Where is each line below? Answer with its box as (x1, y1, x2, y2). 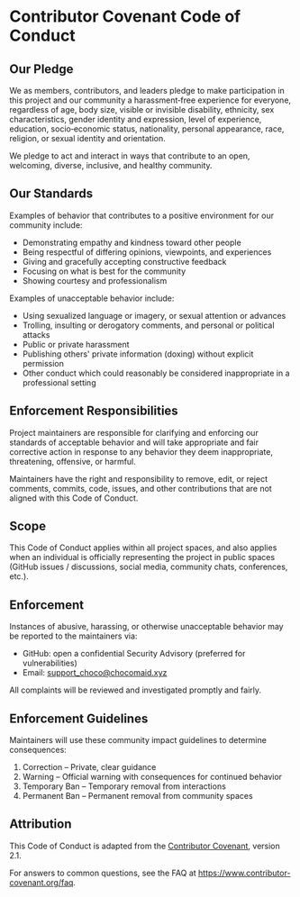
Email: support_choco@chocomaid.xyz (22, 667, 168, 678)
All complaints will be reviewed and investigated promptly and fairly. (9, 684, 262, 695)
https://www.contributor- (197, 867, 291, 878)
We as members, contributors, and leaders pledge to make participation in (9, 86, 286, 95)
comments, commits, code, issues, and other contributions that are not (9, 483, 272, 494)
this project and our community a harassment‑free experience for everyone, (9, 95, 291, 105)
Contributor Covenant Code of (9, 6, 241, 27)
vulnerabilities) (22, 657, 78, 668)
